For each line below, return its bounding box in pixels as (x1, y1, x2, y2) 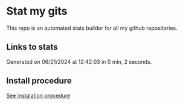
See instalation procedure (6, 92, 71, 99)
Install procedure (6, 76, 72, 86)
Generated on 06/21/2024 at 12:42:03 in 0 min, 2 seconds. (6, 58, 152, 65)
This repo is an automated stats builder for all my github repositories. (6, 24, 178, 32)
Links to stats (6, 42, 58, 52)
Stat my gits (6, 4, 68, 18)
